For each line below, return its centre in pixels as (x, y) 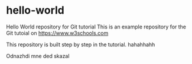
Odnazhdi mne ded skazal (38, 56)
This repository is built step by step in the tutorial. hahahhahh (81, 44)
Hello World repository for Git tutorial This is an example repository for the (96, 27)
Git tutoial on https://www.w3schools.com (57, 33)
